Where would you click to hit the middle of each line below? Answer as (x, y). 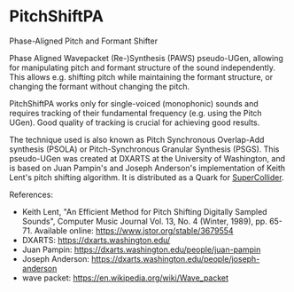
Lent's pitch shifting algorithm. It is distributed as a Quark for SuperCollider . (147, 177)
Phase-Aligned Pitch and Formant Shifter (83, 41)
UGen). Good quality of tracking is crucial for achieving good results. (135, 122)
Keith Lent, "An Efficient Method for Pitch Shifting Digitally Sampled (144, 211)
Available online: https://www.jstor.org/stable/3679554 (134, 230)
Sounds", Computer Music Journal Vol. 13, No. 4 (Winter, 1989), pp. (144, 221)
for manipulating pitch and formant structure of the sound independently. (143, 67)
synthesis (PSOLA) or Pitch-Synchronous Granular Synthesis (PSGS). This (144, 149)
